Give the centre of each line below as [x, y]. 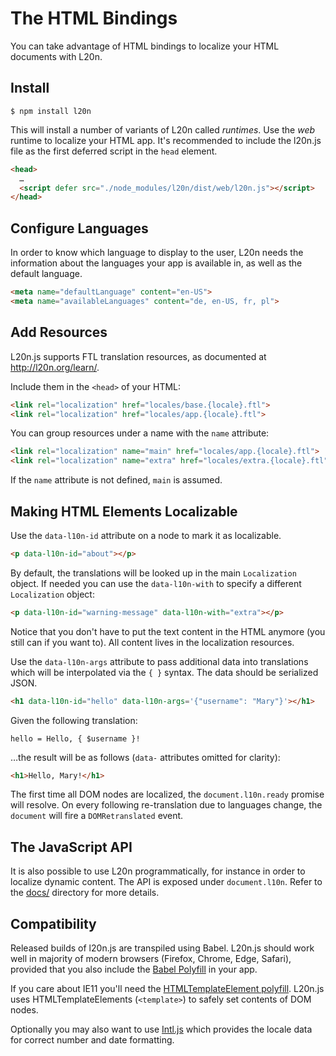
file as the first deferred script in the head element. [114, 151]
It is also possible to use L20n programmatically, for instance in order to [158, 871]
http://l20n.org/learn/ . [55, 367]
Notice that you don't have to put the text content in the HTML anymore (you [168, 631]
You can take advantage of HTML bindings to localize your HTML [145, 46]
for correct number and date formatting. [92, 1040]
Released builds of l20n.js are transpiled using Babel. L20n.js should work [162, 948]
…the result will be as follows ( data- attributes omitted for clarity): [145, 757]
